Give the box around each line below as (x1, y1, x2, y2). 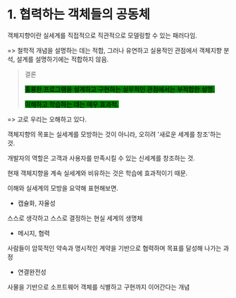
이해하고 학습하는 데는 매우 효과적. (24, 100, 119, 108)
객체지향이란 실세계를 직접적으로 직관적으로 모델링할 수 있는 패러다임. (7, 31, 197, 40)
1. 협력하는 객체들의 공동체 (7, 6, 150, 23)
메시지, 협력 (17, 229, 51, 237)
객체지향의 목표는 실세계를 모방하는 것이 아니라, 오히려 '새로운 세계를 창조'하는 (7, 130, 222, 138)
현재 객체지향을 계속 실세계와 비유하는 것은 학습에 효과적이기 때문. (7, 169, 188, 177)
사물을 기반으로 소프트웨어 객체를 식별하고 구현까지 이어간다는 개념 (7, 282, 190, 291)
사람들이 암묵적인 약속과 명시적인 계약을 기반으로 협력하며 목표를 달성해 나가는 (7, 244, 222, 252)
